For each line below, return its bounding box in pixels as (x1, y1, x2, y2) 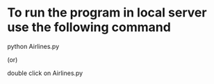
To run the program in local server (7, 5, 207, 21)
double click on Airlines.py (7, 69, 83, 77)
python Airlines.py (7, 42, 60, 50)
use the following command (7, 19, 172, 35)
